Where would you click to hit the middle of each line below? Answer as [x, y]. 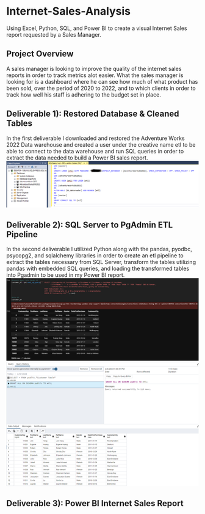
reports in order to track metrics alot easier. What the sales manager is [95, 75]
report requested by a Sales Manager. [54, 34]
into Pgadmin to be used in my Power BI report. [66, 275]
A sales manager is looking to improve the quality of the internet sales [94, 68]
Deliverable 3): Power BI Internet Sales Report [95, 503]
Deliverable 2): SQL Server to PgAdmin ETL [90, 225]
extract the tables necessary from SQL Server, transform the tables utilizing [101, 262]
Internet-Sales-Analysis [69, 11]
